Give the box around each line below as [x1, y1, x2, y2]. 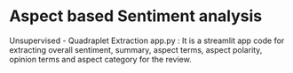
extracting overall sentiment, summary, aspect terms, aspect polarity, [9, 44, 263, 55]
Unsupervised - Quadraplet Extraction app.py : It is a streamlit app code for [9, 35, 285, 46]
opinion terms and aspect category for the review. [9, 54, 193, 64]
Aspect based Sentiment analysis [9, 6, 263, 26]
